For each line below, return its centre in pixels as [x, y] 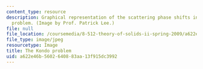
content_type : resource [36, 12]
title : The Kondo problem [39, 51]
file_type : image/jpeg [35, 40]
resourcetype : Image [32, 46]
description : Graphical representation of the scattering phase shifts [98, 17]
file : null [20, 28]
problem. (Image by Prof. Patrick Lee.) [63, 23]
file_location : [25, 34]
